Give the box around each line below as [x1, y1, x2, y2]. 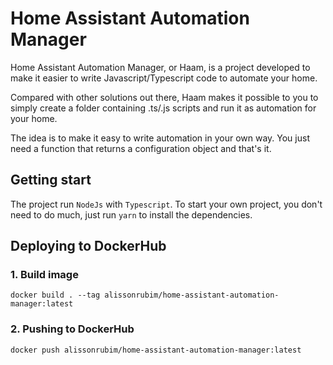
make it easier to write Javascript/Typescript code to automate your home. [10, 72, 318, 84]
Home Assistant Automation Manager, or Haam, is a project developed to [10, 61, 311, 73]
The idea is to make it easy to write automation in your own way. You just [10, 132, 310, 144]
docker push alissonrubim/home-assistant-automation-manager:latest [10, 345, 302, 355]
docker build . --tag [10, 290, 101, 301]
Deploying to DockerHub [10, 238, 167, 255]
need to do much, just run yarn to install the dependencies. [10, 208, 253, 221]
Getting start [10, 172, 92, 189]
